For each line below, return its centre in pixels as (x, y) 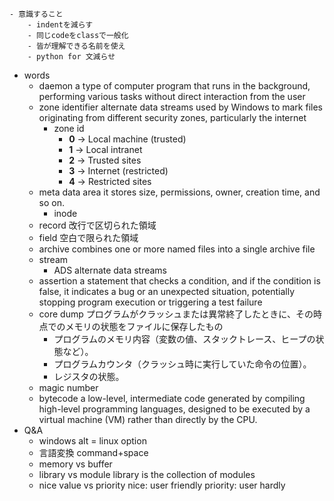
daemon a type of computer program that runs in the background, (174, 86)
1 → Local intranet (105, 149)
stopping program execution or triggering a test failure (150, 302)
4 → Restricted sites (110, 181)
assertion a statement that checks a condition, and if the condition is (179, 281)
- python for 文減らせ (71, 57)
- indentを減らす (60, 25)
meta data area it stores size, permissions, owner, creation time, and (179, 192)
